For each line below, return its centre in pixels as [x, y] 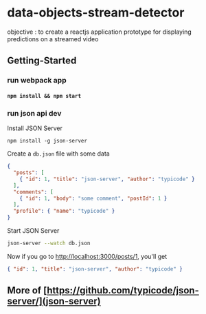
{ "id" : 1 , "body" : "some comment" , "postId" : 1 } [93, 198]
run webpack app [37, 81]
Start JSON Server [33, 231]
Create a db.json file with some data [58, 154]
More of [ [27, 291]
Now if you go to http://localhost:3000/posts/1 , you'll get [87, 256]
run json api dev [34, 113]
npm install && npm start [44, 96]
